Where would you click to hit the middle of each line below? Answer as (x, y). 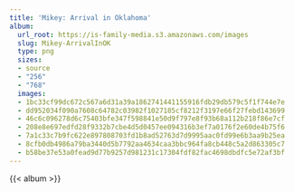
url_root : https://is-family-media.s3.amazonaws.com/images (133, 34)
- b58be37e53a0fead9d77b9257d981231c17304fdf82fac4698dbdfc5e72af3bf (151, 152)
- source (34, 69)
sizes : (30, 60)
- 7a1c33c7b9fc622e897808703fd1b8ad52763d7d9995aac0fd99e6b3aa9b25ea (151, 136)
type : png (36, 52)
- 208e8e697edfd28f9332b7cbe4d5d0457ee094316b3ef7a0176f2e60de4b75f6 (151, 128)
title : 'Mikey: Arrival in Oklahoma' (81, 18)
